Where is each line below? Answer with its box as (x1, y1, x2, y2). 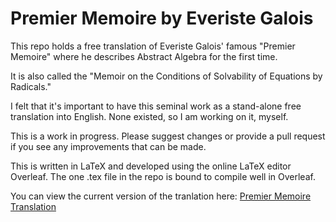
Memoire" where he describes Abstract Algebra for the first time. (10, 50, 278, 62)
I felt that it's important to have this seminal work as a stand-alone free (10, 100, 302, 112)
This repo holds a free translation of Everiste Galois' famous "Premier (10, 40, 296, 52)
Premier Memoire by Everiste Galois (10, 7, 314, 30)
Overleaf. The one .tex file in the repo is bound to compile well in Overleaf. (10, 170, 316, 182)
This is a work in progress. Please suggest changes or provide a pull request (10, 130, 326, 142)
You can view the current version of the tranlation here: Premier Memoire (10, 190, 312, 202)
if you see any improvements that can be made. (10, 140, 207, 152)
